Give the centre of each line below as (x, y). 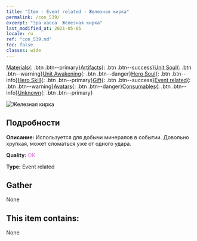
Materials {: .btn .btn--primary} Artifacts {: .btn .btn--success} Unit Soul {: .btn (99, 67)
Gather (19, 185)
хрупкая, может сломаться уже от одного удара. (69, 143)
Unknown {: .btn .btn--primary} (55, 92)
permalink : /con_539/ (33, 17)
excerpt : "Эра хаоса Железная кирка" (54, 23)
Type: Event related (30, 167)
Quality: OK (21, 155)
